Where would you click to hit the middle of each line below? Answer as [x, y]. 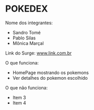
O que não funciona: [27, 88]
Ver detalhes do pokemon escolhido [50, 78]
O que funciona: [22, 63]
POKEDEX [27, 9]
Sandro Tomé [27, 32]
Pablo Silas [24, 38]
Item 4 [19, 103]
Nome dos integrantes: [29, 23]
